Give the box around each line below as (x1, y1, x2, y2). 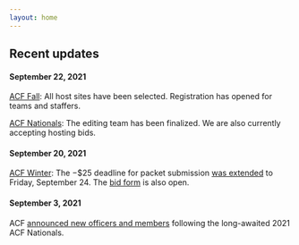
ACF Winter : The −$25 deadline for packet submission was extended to (9, 167, 273, 179)
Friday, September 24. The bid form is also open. (9, 177, 190, 188)
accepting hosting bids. (9, 127, 97, 139)
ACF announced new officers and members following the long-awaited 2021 (9, 217, 291, 228)
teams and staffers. (9, 100, 81, 112)
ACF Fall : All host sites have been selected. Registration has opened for (9, 91, 273, 102)
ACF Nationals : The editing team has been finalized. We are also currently (9, 118, 281, 129)
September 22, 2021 (9, 71, 87, 81)
